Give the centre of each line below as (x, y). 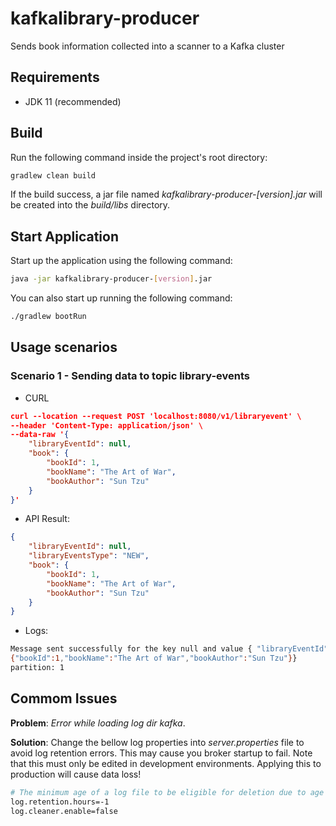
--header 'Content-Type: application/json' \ (106, 425)
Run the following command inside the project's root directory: (139, 157)
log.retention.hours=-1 (60, 802)
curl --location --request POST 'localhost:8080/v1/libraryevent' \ (156, 416)
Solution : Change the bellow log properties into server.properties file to (157, 742)
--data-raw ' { (40, 435)
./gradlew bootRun (48, 317)
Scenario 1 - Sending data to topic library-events (130, 376)
